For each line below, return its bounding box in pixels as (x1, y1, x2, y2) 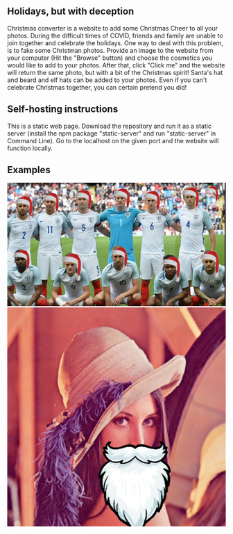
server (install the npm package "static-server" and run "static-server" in (7, 129, 216, 138)
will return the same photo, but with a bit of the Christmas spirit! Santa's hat (7, 68, 223, 76)
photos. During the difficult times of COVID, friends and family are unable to (7, 31, 223, 40)
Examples (7, 164, 51, 176)
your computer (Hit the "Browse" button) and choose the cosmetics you (7, 54, 213, 62)
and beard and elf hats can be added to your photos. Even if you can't (7, 76, 207, 84)
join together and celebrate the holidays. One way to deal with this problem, (7, 38, 224, 47)
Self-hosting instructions (7, 104, 119, 115)
